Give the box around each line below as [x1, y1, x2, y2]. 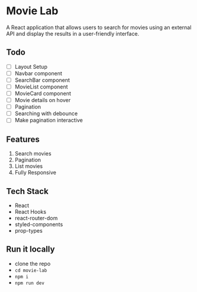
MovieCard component [14, 90, 71, 97]
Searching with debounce [14, 110, 78, 117]
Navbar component [14, 69, 62, 77]
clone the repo [14, 260, 51, 267]
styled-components [14, 221, 63, 228]
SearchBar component [14, 76, 70, 84]
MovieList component [14, 83, 68, 90]
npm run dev [14, 280, 45, 286]
